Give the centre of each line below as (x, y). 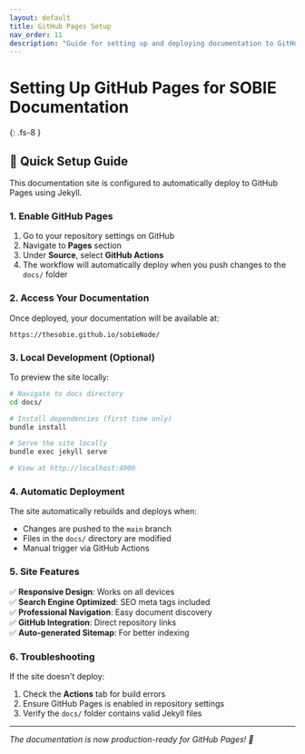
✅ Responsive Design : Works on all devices (92, 591)
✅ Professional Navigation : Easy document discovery (111, 612)
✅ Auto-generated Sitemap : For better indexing (99, 632)
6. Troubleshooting (52, 657)
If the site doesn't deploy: (57, 676)
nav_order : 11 (36, 35)
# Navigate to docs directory (67, 393)
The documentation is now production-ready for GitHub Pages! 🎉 (132, 739)
